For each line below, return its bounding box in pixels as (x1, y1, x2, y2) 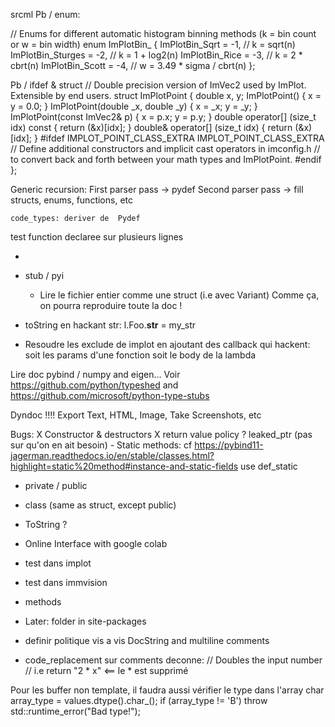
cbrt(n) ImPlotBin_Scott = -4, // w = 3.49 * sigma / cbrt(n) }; (10, 60, 256, 71)
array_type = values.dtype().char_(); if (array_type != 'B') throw (10, 695, 268, 706)
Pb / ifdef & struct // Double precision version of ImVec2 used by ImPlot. (10, 79, 307, 91)
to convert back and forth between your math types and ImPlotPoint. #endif (10, 154, 322, 165)
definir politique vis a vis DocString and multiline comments (24, 635, 270, 646)
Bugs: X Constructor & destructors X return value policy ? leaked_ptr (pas (10, 429, 313, 440)
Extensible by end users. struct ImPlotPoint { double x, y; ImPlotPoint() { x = (10, 90, 322, 101)
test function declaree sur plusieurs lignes (10, 231, 184, 243)
